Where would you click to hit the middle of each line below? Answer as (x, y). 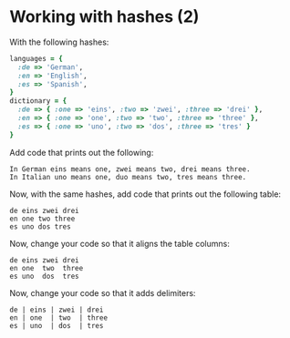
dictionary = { (38, 101)
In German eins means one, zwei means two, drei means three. (130, 169)
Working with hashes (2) (104, 17)
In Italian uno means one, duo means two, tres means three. (128, 177)
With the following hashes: (59, 42)
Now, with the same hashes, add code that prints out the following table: (145, 194)
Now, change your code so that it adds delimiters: (103, 292)
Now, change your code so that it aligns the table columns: (119, 243)
